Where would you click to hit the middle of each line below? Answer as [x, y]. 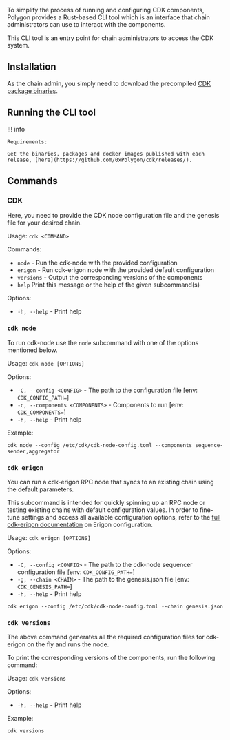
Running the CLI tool [52, 113]
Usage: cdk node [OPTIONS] [46, 363]
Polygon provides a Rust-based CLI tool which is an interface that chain [108, 17]
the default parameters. [41, 489]
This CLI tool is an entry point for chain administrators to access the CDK [111, 38]
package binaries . [33, 91]
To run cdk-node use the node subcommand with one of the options [103, 342]
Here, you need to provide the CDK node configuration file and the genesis [113, 216]
